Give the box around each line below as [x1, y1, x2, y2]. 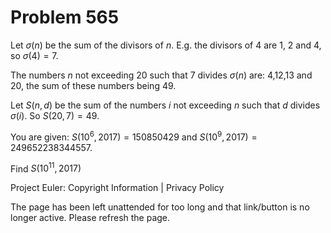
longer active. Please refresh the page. [10, 212, 171, 224]
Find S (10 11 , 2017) [10, 161, 82, 175]
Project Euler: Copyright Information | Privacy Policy [10, 182, 225, 194]
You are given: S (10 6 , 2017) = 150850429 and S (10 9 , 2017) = [10, 129, 258, 143]
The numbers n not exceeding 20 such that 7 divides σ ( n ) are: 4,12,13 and [10, 69, 313, 81]
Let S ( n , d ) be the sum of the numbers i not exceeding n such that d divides [10, 99, 321, 111]
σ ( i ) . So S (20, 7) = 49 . [10, 109, 100, 121]
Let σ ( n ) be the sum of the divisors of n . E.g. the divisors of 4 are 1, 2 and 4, [10, 39, 322, 51]
